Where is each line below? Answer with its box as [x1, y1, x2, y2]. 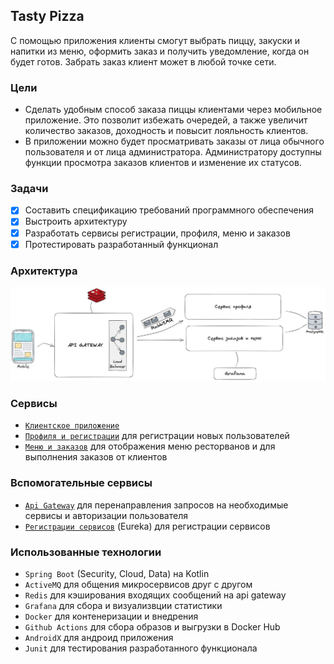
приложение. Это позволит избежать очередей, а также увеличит [24, 114, 308, 126]
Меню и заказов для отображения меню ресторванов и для [24, 440, 276, 453]
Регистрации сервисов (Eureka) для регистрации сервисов [24, 520, 271, 532]
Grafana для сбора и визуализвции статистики [24, 599, 223, 611]
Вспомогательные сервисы [10, 476, 153, 490]
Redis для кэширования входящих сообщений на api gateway [24, 589, 287, 601]
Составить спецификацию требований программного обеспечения [24, 204, 315, 216]
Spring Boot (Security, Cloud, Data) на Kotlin [24, 567, 210, 579]
